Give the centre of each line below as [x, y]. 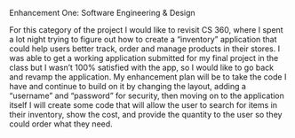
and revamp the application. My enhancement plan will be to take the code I [148, 77]
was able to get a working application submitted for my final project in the [144, 58]
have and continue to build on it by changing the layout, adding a [128, 86]
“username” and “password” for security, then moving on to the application [147, 96]
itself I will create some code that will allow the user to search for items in [144, 105]
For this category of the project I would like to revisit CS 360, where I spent [146, 30]
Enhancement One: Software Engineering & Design [102, 13]
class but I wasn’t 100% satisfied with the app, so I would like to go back [141, 67]
